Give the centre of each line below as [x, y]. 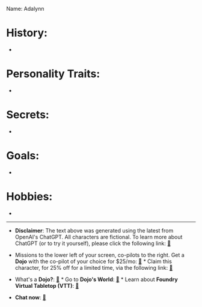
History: [27, 33]
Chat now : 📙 [30, 297]
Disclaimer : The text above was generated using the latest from [94, 230]
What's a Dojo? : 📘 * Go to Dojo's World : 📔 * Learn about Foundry [96, 279]
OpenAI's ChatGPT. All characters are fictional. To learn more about [99, 237]
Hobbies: [29, 196]
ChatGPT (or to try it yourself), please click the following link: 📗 [93, 243]
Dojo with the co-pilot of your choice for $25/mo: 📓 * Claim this [93, 261]
